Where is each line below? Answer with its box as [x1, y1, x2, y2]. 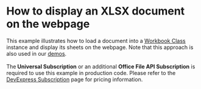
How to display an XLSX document [6, 4, 185, 18]
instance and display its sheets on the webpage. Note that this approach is [6, 44, 194, 51]
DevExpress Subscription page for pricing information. [6, 76, 143, 83]
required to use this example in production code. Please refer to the [6, 69, 176, 76]
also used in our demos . [6, 50, 67, 57]
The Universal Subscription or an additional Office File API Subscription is [6, 62, 196, 70]
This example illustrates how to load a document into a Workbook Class [6, 37, 186, 44]
